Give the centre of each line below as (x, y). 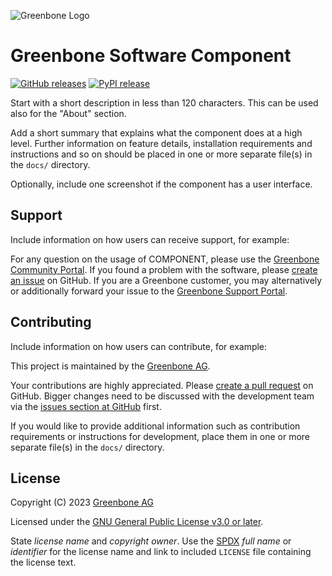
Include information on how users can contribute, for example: (139, 346)
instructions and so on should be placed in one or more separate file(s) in (161, 154)
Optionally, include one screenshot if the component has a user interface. (161, 184)
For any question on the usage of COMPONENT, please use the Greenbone (165, 259)
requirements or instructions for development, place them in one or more (160, 436)
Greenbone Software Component (151, 56)
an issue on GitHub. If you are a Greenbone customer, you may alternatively (166, 280)
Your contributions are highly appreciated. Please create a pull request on (162, 385)
